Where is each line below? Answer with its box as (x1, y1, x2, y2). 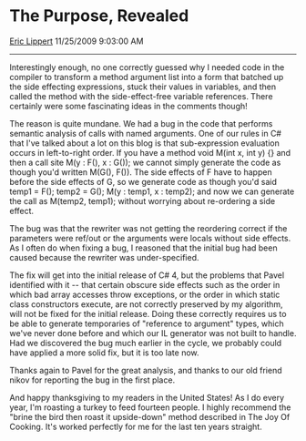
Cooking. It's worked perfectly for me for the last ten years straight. (9, 421, 262, 432)
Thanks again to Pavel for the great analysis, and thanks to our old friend (9, 364, 282, 375)
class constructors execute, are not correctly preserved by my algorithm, (9, 298, 284, 310)
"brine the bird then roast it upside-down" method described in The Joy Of (9, 411, 291, 422)
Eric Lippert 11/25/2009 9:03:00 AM (9, 36, 144, 46)
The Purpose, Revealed (9, 5, 189, 26)
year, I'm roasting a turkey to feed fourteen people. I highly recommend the (9, 402, 291, 413)
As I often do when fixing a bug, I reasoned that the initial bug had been (9, 242, 278, 253)
